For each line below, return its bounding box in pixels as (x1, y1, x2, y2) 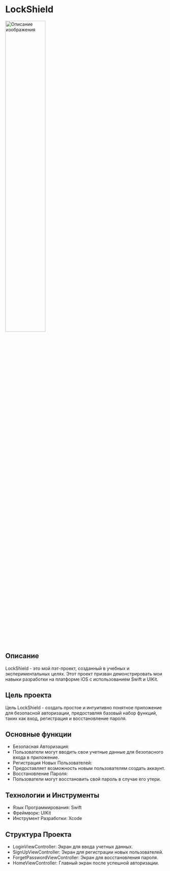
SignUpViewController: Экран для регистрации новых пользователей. (12, 849, 164, 855)
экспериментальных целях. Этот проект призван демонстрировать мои (5, 670, 162, 677)
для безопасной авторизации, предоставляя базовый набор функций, (5, 710, 157, 716)
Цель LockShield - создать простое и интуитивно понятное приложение (5, 704, 162, 710)
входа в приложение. (12, 754, 60, 761)
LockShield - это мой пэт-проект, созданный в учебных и (5, 665, 130, 671)
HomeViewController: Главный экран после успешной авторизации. (12, 860, 159, 866)
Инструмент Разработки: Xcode (12, 815, 82, 822)
